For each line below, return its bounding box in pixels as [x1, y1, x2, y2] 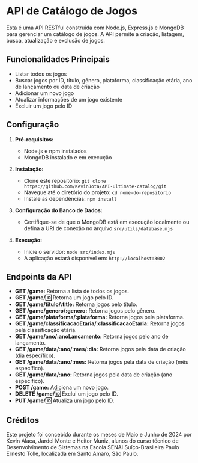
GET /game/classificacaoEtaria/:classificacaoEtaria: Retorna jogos [14, 320, 185, 327]
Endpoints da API [6, 272, 72, 282]
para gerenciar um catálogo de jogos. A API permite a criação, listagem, [6, 30, 184, 37]
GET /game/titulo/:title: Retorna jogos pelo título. [14, 301, 138, 308]
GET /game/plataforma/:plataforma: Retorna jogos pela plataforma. [14, 314, 185, 321]
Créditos [6, 415, 40, 425]
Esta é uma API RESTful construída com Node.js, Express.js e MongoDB [6, 24, 184, 31]
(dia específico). [14, 352, 56, 359]
